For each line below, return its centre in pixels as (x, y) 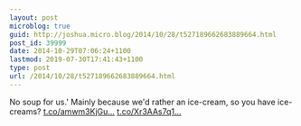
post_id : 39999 (38, 43)
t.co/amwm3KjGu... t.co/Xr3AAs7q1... (113, 111)
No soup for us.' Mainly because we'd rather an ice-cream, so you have (142, 102)
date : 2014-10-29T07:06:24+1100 (70, 51)
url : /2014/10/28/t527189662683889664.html (93, 76)
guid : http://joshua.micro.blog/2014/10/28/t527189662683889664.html (143, 34)
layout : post (34, 18)
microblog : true (40, 26)
